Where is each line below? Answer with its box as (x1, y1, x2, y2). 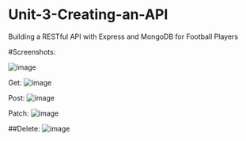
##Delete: (8, 124, 41, 133)
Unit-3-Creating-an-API (8, 6, 168, 24)
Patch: (8, 109, 29, 118)
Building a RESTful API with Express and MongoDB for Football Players (8, 32, 239, 41)
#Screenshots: (8, 47, 56, 56)
